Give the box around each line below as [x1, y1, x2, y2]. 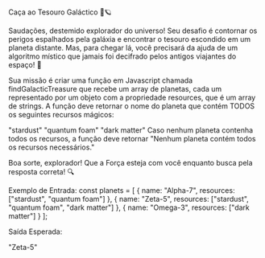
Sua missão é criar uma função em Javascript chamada [8, 76, 193, 85]
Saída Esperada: [8, 227, 63, 236]
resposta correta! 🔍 [8, 167, 75, 176]
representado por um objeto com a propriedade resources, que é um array [8, 92, 256, 102]
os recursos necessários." [8, 142, 95, 152]
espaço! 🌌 [8, 60, 42, 69]
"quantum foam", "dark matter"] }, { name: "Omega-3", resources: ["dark [8, 203, 250, 212]
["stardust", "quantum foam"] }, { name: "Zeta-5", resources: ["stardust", [8, 195, 250, 203]
